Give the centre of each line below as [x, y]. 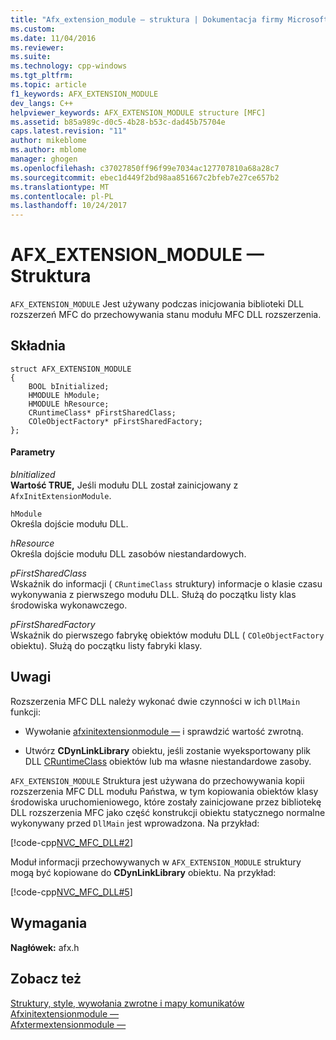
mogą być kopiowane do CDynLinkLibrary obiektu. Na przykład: [143, 872]
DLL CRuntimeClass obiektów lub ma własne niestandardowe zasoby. [168, 761]
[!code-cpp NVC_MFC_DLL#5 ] [71, 892]
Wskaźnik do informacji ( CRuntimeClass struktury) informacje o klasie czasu [166, 584]
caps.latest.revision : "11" [69, 131]
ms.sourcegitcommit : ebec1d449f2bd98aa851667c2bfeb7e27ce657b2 [145, 177]
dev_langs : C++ [42, 103]
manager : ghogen [44, 159]
